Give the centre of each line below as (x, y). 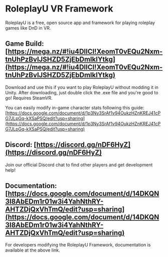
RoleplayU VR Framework (59, 9)
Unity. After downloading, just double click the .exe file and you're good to (82, 92)
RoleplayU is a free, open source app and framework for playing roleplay (80, 23)
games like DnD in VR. (28, 28)
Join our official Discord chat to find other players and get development (79, 165)
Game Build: (25, 44)
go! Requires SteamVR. (29, 98)
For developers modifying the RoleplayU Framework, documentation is (78, 245)
